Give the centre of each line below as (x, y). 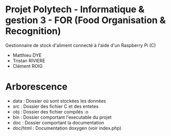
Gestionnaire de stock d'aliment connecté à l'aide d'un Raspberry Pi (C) (81, 45)
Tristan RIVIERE (29, 60)
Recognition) (33, 31)
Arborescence (36, 87)
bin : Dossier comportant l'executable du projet (62, 117)
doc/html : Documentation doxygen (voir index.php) (67, 128)
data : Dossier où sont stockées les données (59, 101)
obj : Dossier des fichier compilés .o (50, 111)
